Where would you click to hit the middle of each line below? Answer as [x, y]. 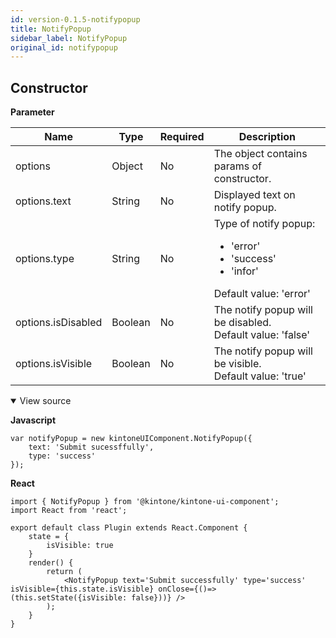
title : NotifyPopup [51, 29]
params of [237, 166]
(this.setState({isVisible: [69, 598]
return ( [64, 572]
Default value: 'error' [262, 294]
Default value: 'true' [260, 376]
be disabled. [242, 323]
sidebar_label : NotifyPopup [69, 38]
